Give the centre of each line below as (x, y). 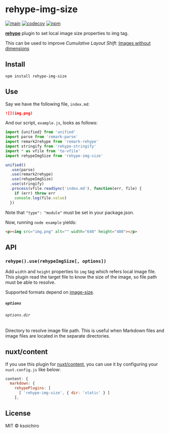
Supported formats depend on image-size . (50, 292)
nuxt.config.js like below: (33, 370)
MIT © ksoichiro (22, 425)
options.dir (18, 315)
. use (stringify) (27, 184)
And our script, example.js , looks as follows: (52, 123)
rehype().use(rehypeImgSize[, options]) (56, 261)
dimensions (17, 48)
